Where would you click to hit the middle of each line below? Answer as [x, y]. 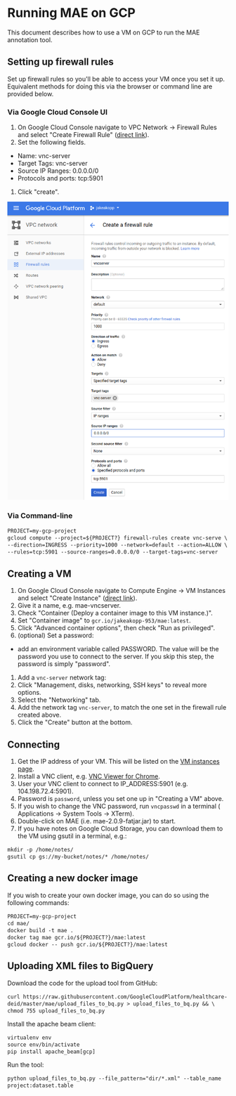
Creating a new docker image [73, 879]
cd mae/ [19, 923]
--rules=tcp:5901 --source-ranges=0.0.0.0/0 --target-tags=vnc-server [113, 552]
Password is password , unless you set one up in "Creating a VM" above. [120, 799]
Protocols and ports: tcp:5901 [60, 178]
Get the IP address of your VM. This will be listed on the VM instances [118, 762]
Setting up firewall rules [61, 62]
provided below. [31, 93]
